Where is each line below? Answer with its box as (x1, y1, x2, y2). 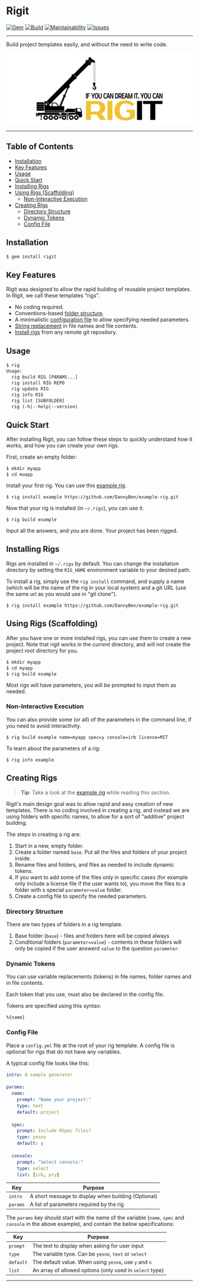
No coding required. (14, 303, 64, 310)
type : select (17, 1166, 49, 1171)
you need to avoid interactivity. (6, 722, 82, 729)
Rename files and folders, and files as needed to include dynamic (14, 861, 175, 868)
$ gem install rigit (6, 254, 57, 260)
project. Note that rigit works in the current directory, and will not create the (6, 641, 191, 648)
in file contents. (6, 979, 44, 987)
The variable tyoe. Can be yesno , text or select (32, 1250, 147, 1257)
